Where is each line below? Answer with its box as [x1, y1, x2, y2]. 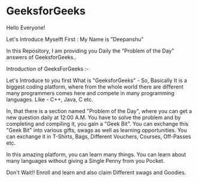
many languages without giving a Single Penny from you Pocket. [6, 157, 165, 164]
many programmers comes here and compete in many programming [6, 89, 175, 96]
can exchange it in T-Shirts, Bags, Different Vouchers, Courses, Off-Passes [6, 133, 191, 140]
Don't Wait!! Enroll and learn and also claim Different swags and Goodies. [6, 169, 187, 176]
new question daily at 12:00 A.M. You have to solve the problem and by [6, 114, 181, 121]
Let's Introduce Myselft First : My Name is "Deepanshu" [6, 35, 144, 43]
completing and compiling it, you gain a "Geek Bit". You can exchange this [6, 120, 188, 127]
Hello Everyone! [6, 24, 45, 31]
